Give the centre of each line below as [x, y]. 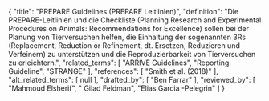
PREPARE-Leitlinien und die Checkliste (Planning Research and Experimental [135, 20]
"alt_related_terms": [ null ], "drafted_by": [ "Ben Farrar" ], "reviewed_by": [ [132, 80]
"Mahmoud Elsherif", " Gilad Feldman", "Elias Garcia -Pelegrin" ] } [116, 88]
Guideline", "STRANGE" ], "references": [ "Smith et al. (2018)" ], [113, 71]
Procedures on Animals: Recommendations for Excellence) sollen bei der [128, 28]
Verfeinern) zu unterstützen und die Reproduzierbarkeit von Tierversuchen [132, 54]
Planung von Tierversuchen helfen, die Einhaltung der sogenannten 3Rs [127, 37]
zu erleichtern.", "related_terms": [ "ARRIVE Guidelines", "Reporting [119, 63]
